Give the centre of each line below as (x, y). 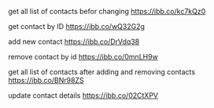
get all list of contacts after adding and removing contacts (101, 72)
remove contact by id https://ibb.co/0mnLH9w (83, 57)
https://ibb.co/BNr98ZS (46, 80)
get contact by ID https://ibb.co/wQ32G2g (77, 26)
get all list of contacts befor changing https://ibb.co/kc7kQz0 (107, 11)
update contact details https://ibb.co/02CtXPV (83, 95)
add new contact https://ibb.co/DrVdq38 (74, 41)
